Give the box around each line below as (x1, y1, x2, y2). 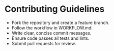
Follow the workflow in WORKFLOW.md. (11, 25, 93, 30)
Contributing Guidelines (4, 3, 105, 15)
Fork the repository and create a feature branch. (11, 20, 110, 25)
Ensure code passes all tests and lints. (11, 35, 89, 41)
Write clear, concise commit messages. (11, 30, 91, 36)
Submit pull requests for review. (11, 40, 76, 46)
